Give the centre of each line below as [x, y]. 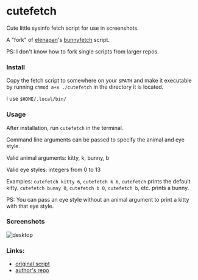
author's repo [32, 270]
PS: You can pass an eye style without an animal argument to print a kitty [98, 199]
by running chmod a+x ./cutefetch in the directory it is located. [85, 87]
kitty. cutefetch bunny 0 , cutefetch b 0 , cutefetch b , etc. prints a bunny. [98, 188]
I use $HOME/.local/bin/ [37, 99]
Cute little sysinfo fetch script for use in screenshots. [72, 28]
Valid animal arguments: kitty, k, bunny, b [58, 158]
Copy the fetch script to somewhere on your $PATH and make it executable [99, 81]
